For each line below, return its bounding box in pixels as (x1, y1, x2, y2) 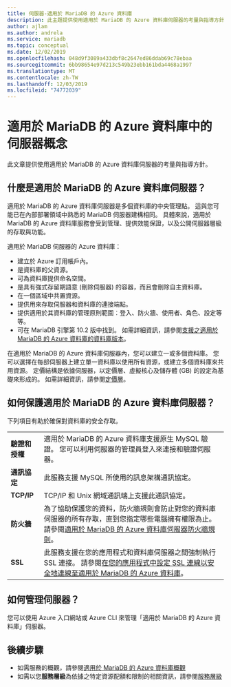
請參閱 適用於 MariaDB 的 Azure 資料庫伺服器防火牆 (43, 524, 208, 534)
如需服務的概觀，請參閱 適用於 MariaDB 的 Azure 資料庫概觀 (16, 664, 186, 672)
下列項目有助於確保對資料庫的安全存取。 (7, 416, 122, 424)
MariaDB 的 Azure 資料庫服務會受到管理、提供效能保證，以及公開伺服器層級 (7, 218, 222, 227)
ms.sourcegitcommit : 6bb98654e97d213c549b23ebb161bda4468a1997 (7, 61, 192, 68)
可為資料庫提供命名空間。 (16, 274, 90, 283)
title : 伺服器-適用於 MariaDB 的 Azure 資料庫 (7, 10, 133, 17)
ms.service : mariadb (7, 36, 67, 43)
